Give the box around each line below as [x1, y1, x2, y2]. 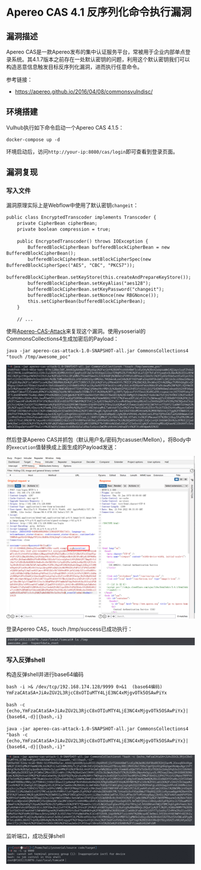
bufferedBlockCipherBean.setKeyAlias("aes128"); [28, 280, 151, 286]
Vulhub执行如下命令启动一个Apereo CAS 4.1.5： [6, 124, 124, 131]
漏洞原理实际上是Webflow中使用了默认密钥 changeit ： [6, 202, 139, 209]
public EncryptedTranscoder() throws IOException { [17, 238, 148, 244]
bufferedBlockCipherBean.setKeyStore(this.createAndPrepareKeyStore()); [6, 274, 191, 280]
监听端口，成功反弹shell [6, 832, 65, 839]
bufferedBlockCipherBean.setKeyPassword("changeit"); [28, 286, 165, 292]
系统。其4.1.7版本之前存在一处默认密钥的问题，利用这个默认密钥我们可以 [11, 56, 190, 63]
